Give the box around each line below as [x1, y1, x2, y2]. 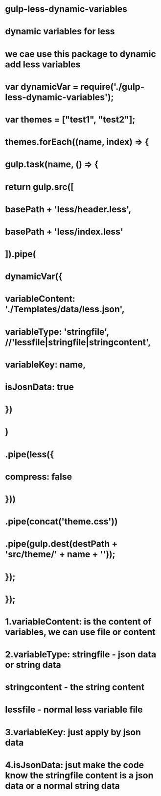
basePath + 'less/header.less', [5, 203, 132, 215]
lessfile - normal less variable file [5, 704, 143, 715]
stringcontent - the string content [5, 682, 145, 693]
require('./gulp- [80, 81, 145, 92]
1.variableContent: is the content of [5, 616, 152, 627]
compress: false [5, 471, 72, 482]
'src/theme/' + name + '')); [5, 549, 116, 560]
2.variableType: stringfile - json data [5, 649, 157, 660]
